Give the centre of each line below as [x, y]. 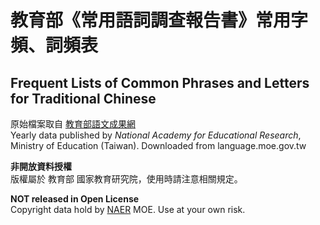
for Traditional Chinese [83, 98]
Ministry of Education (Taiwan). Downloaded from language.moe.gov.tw [158, 145]
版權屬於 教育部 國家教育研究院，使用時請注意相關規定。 [126, 179]
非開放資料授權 [41, 166]
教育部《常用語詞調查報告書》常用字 [159, 20]
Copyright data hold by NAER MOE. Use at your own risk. [128, 209]
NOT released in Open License [75, 199]
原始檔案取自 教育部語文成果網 [73, 124]
